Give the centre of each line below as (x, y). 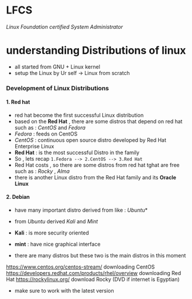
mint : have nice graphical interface (57, 244)
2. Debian (18, 197)
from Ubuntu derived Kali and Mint (56, 222)
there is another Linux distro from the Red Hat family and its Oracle (95, 177)
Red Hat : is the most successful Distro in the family (77, 152)
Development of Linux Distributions (58, 88)
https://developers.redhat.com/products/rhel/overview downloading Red (94, 273)
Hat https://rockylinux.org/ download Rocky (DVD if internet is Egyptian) (93, 280)
